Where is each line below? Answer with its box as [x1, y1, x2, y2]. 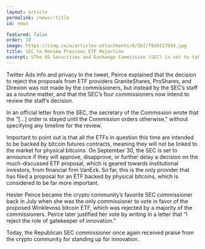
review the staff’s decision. [6, 97, 74, 104]
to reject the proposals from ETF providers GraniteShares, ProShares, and [6, 77, 192, 84]
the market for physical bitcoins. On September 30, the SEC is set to [6, 146, 178, 154]
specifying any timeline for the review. [6, 122, 102, 129]
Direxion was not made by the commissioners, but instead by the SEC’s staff [6, 84, 198, 91]
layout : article [6, 9, 48, 15]
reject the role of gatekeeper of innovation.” [6, 217, 116, 224]
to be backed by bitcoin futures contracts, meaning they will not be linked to [6, 140, 198, 147]
